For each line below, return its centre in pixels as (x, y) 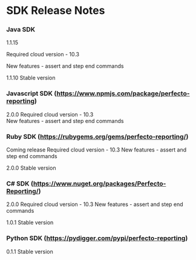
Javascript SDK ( (31, 93)
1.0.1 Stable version (30, 222)
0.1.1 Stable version (30, 252)
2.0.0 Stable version (31, 168)
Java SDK (21, 30)
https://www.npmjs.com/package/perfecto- (123, 93)
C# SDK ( (20, 184)
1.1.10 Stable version (31, 78)
